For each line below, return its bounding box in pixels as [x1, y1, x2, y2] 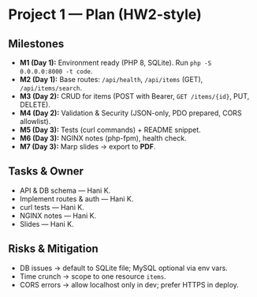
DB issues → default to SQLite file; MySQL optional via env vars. [19, 263, 229, 273]
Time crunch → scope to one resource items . [19, 271, 167, 281]
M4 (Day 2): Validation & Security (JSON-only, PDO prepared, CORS [19, 108, 242, 118]
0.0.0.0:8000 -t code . [19, 66, 93, 76]
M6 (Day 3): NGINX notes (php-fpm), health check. [19, 133, 187, 143]
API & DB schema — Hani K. [19, 186, 111, 195]
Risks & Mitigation [8, 242, 99, 256]
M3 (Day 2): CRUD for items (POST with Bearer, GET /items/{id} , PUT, [19, 92, 250, 100]
